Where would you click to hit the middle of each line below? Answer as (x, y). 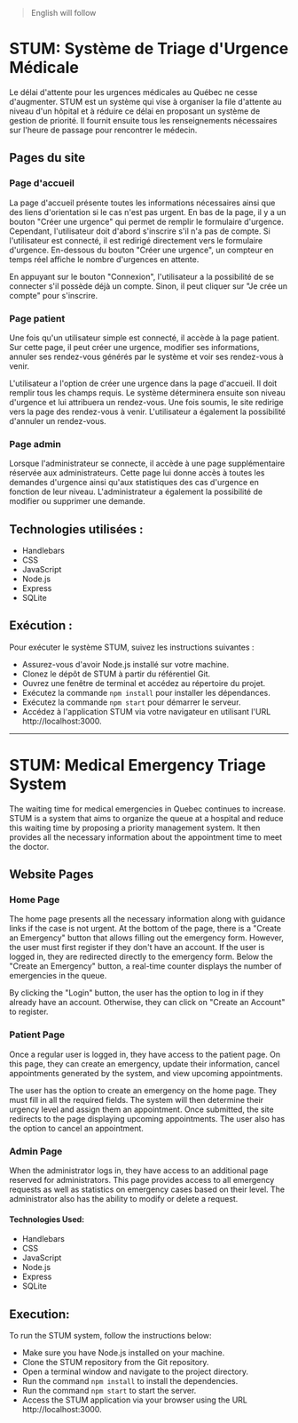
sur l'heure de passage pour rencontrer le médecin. (103, 130)
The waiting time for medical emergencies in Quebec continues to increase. (148, 809)
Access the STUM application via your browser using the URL (135, 1400)
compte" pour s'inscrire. (54, 295)
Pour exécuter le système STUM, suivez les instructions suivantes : (132, 647)
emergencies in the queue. (58, 976)
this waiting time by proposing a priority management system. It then (135, 827)
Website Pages (51, 875)
